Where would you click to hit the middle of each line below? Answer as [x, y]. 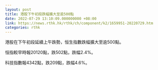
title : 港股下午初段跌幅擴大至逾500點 [40, 14]
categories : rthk [23, 28]
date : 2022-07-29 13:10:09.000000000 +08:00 [51, 18]
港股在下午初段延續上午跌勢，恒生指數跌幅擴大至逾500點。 [64, 42]
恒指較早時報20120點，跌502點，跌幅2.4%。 [50, 52]
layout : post [18, 9]
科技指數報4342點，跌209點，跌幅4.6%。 [47, 63]
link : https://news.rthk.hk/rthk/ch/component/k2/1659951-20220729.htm [79, 23]
